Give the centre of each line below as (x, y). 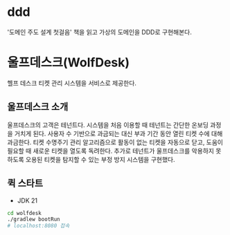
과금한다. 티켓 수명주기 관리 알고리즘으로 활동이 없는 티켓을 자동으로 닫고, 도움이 (115, 142)
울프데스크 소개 (38, 107)
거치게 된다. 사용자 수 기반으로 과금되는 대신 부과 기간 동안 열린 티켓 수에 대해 (118, 133)
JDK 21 (27, 200)
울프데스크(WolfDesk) (69, 63)
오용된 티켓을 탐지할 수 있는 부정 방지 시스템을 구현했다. (100, 159)
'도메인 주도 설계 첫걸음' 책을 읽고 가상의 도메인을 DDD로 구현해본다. (99, 32)
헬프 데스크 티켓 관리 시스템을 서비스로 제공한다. (72, 83)
